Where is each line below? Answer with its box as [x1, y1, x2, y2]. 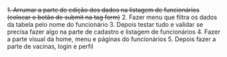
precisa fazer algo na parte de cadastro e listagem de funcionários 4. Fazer [7, 27, 221, 36]
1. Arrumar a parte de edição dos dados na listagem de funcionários [7, 6, 199, 14]
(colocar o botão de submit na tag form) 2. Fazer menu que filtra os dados [7, 13, 218, 21]
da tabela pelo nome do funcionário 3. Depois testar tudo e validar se [7, 21, 204, 28]
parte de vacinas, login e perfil [7, 43, 94, 50]
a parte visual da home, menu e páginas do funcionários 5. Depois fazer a [7, 35, 217, 43]
